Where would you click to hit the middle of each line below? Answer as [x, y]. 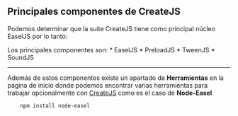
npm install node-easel [55, 105]
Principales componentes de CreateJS [94, 12]
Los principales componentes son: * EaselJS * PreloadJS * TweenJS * [111, 50]
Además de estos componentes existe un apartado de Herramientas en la [116, 78]
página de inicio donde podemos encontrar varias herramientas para [108, 85]
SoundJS [21, 57]
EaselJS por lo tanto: [38, 36]
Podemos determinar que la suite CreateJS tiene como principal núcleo [112, 28]
